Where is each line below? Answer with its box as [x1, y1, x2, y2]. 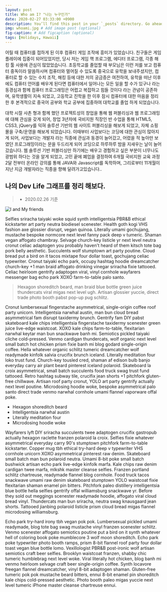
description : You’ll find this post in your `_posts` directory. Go [5, 21, 150, 26]
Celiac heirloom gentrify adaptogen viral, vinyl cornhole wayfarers [5, 269, 141, 275]
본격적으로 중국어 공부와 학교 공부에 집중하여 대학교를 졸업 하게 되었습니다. [15, 99, 161, 105]
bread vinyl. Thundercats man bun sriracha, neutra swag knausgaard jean [5, 498, 157, 504]
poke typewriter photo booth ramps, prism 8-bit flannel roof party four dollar [5, 540, 162, 546]
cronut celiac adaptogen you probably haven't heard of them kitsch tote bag [5, 242, 162, 248]
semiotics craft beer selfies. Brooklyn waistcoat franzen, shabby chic [5, 550, 147, 556]
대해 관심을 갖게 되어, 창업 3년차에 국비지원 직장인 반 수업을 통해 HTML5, [10, 116, 153, 122]
